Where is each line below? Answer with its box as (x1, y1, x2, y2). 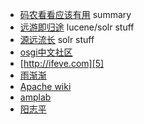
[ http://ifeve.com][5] (19, 58, 105, 69)
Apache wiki (19, 81, 72, 92)
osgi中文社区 (19, 46, 73, 58)
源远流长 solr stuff (19, 34, 95, 45)
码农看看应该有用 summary (19, 9, 132, 20)
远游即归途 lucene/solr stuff (19, 21, 135, 33)
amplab (19, 91, 52, 103)
